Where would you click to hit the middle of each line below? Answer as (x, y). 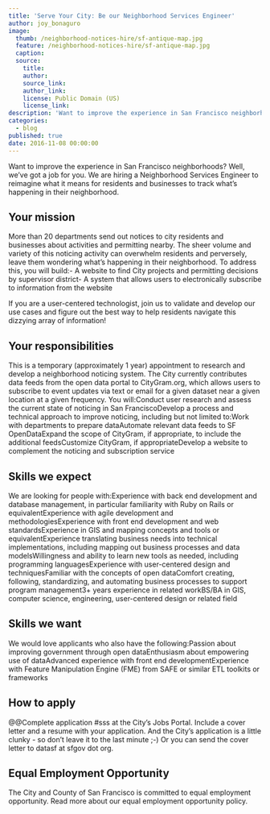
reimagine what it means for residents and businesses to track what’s (123, 183)
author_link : (45, 91)
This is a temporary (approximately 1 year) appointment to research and (127, 365)
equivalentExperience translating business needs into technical (113, 538)
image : (19, 31)
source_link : (45, 83)
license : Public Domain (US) (72, 98)
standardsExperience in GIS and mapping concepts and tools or (114, 530)
